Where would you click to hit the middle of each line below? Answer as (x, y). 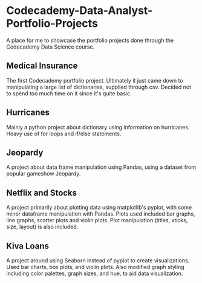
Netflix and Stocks (42, 193)
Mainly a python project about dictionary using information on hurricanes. (98, 127)
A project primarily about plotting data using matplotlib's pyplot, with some (99, 208)
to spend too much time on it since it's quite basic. (69, 93)
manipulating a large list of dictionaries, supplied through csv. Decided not (99, 87)
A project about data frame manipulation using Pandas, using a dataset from (101, 167)
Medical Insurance (42, 66)
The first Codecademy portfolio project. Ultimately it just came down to (95, 80)
